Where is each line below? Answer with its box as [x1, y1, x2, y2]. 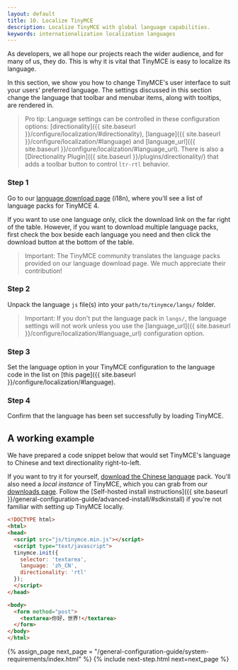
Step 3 [7, 347, 30, 357]
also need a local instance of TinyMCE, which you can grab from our [7, 480, 208, 488]
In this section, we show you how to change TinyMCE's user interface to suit [7, 79, 231, 87]
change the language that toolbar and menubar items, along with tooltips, [7, 94, 222, 102]
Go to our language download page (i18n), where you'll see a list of [7, 194, 203, 202]
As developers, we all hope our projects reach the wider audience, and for [7, 50, 224, 58]
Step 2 [7, 284, 30, 294]
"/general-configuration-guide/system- [94, 647, 209, 656]
